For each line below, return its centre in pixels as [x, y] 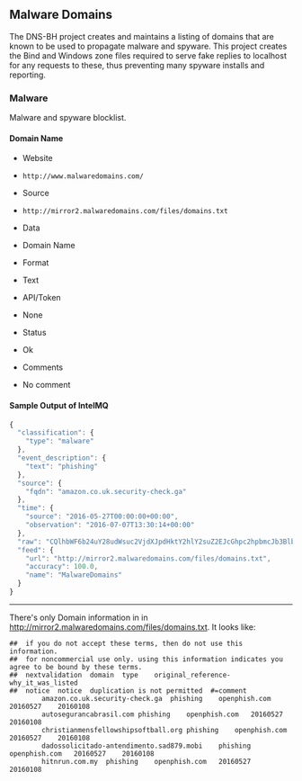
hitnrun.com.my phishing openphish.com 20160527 [147, 761]
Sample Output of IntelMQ [59, 405]
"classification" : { [56, 433]
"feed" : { [36, 550]
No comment [46, 385]
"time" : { [36, 508]
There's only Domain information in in [79, 617]
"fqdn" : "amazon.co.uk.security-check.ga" [106, 491]
